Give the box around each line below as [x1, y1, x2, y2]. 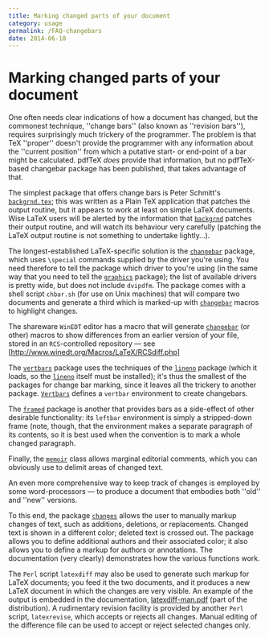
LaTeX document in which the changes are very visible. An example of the [8, 587, 254, 596]
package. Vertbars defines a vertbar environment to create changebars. [8, 389, 248, 398]
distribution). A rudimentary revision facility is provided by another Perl [8, 603, 244, 613]
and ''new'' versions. [8, 496, 78, 505]
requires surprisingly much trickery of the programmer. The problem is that [8, 130, 257, 139]
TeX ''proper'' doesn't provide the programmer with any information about [8, 138, 254, 148]
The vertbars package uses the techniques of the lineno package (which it [8, 363, 258, 373]
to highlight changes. [8, 307, 79, 316]
